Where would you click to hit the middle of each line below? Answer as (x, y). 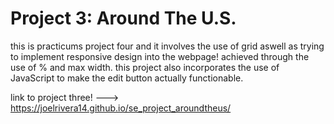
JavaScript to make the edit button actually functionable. (127, 78)
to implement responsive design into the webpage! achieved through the (160, 56)
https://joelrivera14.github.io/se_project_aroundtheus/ (121, 108)
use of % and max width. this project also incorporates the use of (145, 67)
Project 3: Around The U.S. (123, 18)
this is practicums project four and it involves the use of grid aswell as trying (167, 46)
